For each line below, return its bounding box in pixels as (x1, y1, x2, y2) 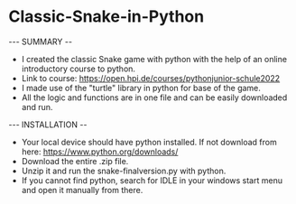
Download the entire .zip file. (21, 155, 129, 166)
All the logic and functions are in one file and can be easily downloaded (21, 92, 288, 103)
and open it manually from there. (21, 184, 143, 195)
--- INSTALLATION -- (8, 119, 88, 130)
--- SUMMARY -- (8, 36, 73, 47)
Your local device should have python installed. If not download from (21, 136, 277, 147)
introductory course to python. (21, 63, 136, 74)
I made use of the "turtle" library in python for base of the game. (21, 82, 261, 93)
